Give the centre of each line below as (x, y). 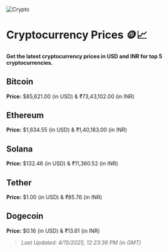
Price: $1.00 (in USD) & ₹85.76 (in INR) (54, 197)
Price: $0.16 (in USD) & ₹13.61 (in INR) (53, 231)
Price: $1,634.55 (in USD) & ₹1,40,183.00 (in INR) (67, 130)
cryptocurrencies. (30, 62)
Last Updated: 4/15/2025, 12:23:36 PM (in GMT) (81, 242)
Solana (20, 149)
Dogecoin (25, 216)
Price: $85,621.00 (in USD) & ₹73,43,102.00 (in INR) (70, 96)
